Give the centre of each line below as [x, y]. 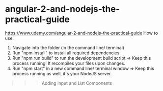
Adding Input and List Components [77, 83]
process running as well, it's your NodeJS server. [62, 73]
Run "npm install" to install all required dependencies [66, 53]
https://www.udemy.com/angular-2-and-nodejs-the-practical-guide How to [81, 33]
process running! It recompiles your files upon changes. [69, 63]
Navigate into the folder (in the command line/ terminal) [68, 47]
